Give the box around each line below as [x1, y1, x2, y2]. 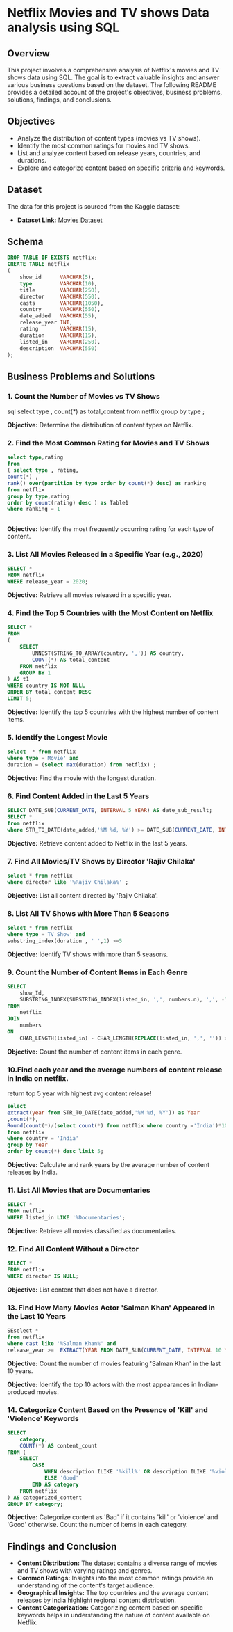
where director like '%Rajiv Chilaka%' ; [7, 878, 129, 885]
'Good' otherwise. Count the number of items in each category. [7, 1521, 189, 1529]
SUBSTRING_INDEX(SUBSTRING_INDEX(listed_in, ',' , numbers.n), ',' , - [19, 996, 225, 1003]
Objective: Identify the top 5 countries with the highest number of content [7, 708, 219, 716]
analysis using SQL [7, 19, 120, 35]
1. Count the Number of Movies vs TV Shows [7, 391, 161, 401]
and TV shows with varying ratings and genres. [17, 1567, 153, 1575]
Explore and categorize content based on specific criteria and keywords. [17, 164, 225, 172]
